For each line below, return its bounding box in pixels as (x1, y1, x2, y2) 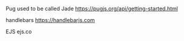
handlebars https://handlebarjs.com (5, 17, 95, 23)
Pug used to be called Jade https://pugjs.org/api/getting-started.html (5, 5, 178, 12)
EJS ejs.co (5, 28, 32, 35)
